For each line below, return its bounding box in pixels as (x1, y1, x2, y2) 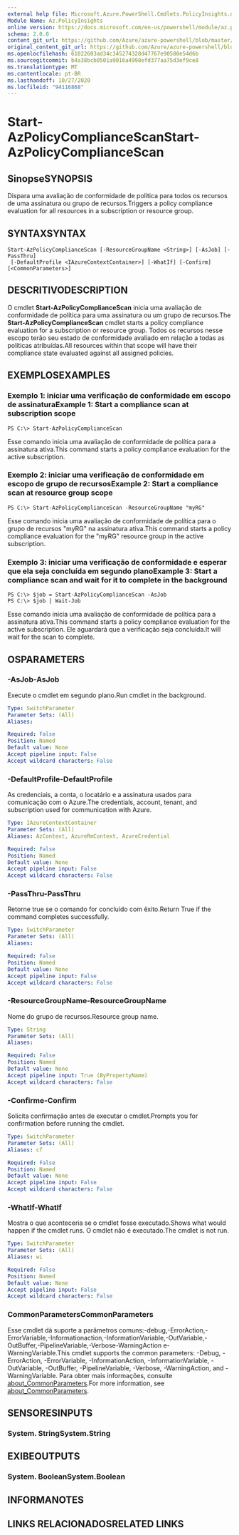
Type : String (7, 1026, 46, 1033)
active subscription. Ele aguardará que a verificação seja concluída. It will (7, 625, 221, 634)
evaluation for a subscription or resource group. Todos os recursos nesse (7, 326, 223, 334)
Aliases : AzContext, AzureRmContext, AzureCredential (7, 832, 171, 840)
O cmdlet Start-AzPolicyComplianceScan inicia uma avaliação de (7, 303, 202, 312)
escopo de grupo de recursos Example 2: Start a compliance (7, 479, 219, 489)
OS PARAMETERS (7, 653, 85, 665)
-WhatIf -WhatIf (7, 1202, 62, 1212)
